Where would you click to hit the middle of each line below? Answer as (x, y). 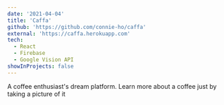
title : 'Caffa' (30, 20)
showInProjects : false (41, 66)
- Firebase (30, 54)
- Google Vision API (44, 60)
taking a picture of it (36, 94)
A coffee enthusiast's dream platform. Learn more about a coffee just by (112, 86)
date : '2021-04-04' (36, 14)
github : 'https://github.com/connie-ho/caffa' (77, 27)
